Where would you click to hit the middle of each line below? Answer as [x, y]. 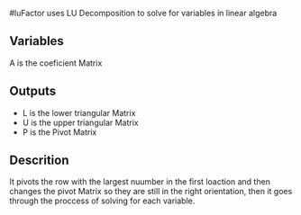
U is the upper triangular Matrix [80, 122]
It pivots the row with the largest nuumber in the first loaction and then [140, 182]
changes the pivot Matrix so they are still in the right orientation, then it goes [151, 192]
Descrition [39, 161]
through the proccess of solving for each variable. [102, 201]
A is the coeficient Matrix [56, 63]
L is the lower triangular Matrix [79, 112]
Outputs [33, 91]
